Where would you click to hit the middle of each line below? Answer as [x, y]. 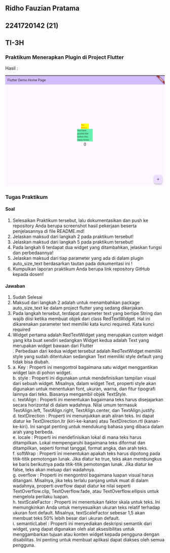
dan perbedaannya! [33, 253]
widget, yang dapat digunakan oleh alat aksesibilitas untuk [74, 529]
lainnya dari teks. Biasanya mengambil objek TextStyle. [70, 394]
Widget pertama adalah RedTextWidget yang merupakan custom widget [88, 335]
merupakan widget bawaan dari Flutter [53, 346]
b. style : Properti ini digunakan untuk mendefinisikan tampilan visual [84, 378]
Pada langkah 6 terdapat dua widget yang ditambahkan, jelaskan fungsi [87, 248]
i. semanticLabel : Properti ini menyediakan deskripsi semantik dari [82, 524]
